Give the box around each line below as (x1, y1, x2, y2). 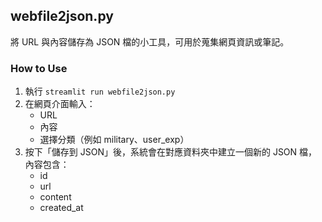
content (39, 191, 72, 203)
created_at (39, 202, 84, 214)
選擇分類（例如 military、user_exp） (39, 134, 190, 146)
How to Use (10, 61, 68, 75)
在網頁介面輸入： (24, 98, 96, 110)
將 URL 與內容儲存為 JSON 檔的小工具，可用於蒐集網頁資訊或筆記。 (10, 35, 290, 48)
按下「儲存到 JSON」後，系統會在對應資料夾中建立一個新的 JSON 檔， (24, 146, 318, 158)
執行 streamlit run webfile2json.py (24, 85, 176, 98)
